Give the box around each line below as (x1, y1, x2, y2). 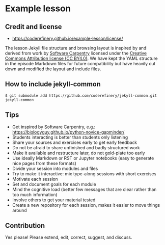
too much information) (12, 191, 57, 197)
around (12, 207, 27, 213)
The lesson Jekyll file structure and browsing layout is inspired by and (5, 45, 146, 51)
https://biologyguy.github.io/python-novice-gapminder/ (12, 129, 125, 135)
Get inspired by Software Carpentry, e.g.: (12, 124, 96, 130)
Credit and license (5, 23, 62, 31)
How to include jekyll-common (5, 80, 101, 88)
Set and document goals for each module (12, 181, 97, 187)
